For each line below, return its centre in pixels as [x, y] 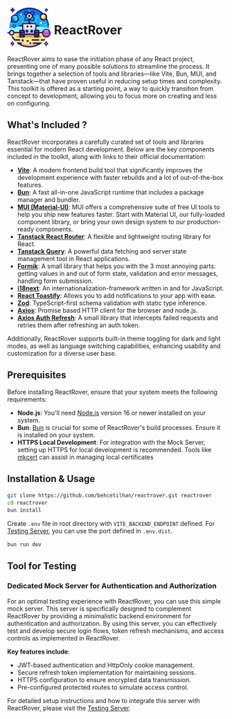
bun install [24, 511]
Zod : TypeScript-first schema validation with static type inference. [112, 303]
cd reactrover [28, 503]
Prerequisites [37, 375]
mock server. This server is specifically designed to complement [99, 609]
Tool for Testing [42, 567]
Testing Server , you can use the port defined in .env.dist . [90, 531]
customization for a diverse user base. [62, 353]
